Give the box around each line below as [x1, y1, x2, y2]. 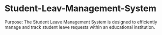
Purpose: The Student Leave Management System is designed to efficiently [4, 19, 158, 25]
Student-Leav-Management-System [4, 3, 157, 14]
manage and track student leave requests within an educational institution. [4, 24, 155, 30]
